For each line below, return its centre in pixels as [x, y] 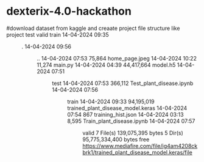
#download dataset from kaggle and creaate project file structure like [93, 28]
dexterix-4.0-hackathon [69, 11]
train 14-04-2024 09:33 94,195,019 [111, 101]
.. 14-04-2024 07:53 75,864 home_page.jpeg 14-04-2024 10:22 [117, 58]
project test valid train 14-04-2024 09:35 [58, 34]
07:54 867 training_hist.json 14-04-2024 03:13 [125, 114]
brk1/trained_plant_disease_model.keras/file [138, 152]
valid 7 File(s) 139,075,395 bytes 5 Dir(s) [133, 133]
